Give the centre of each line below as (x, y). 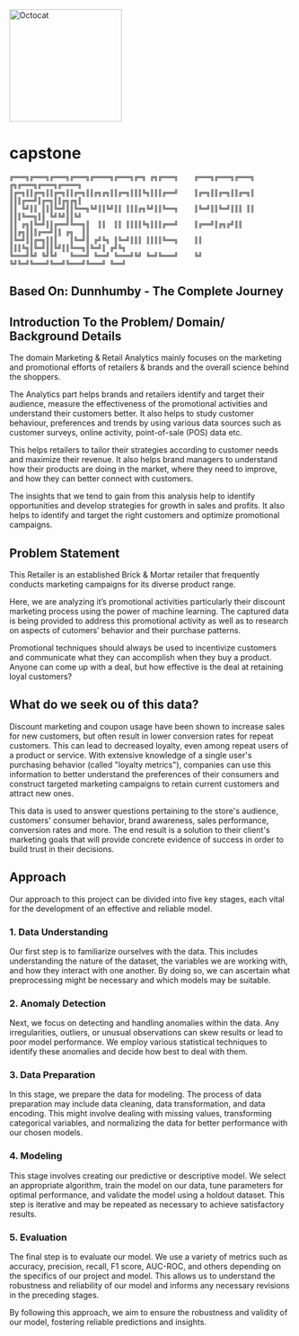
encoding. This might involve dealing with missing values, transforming (141, 1114)
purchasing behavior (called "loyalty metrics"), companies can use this (141, 765)
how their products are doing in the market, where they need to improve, (144, 469)
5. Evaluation (38, 1237)
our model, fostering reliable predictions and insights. (108, 1323)
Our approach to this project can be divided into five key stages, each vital (147, 899)
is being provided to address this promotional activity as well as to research (149, 621)
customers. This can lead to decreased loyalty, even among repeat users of (149, 745)
